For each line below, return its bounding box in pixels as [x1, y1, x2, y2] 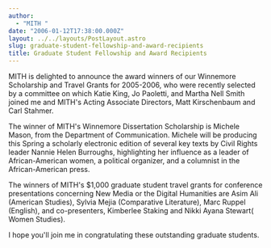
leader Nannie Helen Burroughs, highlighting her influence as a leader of [8, 147, 249, 157]
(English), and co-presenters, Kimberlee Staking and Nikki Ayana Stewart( [8, 206, 254, 215]
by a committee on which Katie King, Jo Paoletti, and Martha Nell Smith [8, 89, 245, 98]
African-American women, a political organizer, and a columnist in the [8, 156, 240, 166]
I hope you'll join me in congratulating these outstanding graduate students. [8, 230, 260, 239]
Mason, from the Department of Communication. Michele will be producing [8, 130, 257, 140]
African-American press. [8, 165, 90, 174]
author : [8, 11, 35, 20]
